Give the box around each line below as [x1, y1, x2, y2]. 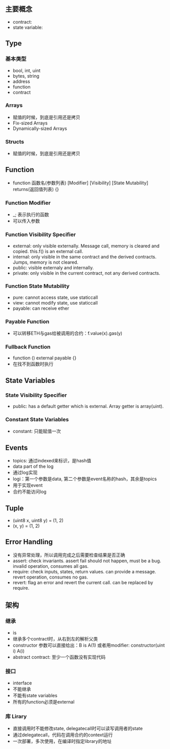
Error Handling [5, 538, 53, 546]
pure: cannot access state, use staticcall [12, 294, 98, 301]
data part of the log [12, 463, 54, 469]
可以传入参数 [12, 218, 40, 224]
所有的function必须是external [12, 698, 75, 705]
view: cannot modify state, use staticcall [12, 299, 98, 306]
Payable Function [5, 318, 50, 325]
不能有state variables [12, 692, 58, 698]
